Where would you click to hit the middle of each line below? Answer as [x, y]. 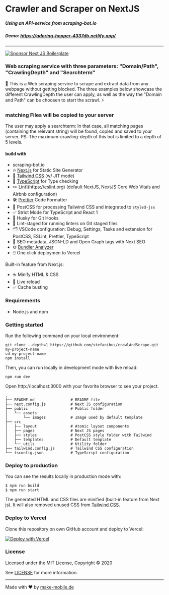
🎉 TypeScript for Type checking [46, 181]
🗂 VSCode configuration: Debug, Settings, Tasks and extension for [82, 229]
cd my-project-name [26, 354]
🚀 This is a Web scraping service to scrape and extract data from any [77, 83]
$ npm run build [22, 486]
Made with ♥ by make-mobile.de [40, 587]
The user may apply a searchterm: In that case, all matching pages [74, 126]
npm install [18, 358]
